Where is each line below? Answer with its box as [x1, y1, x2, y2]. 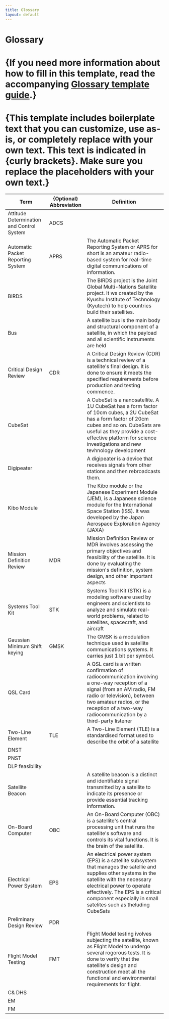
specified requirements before [87, 375, 158, 382]
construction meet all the [87, 968, 146, 975]
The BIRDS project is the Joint [87, 276, 157, 284]
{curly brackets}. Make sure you [5, 155, 143, 167]
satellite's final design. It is [87, 362, 149, 369]
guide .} [5, 89, 37, 101]
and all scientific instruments [87, 336, 155, 343]
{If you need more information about [5, 57, 160, 68]
